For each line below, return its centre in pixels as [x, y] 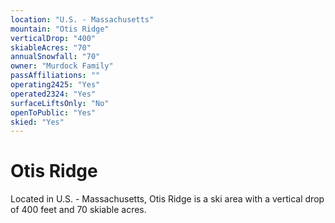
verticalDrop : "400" [53, 38]
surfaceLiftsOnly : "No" [60, 103]
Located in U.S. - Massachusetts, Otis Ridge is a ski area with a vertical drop [167, 199]
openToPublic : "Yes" [53, 112]
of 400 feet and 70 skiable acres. [78, 210]
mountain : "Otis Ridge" [60, 29]
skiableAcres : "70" [51, 47]
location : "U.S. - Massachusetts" [82, 19]
